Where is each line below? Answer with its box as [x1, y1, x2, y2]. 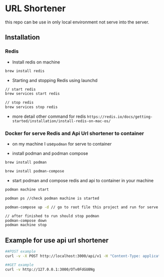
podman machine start [5, 187, 49, 192]
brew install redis [5, 68, 45, 73]
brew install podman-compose [5, 169, 64, 174]
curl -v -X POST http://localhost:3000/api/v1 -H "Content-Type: [5, 254, 141, 258]
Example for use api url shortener [5, 236, 109, 244]
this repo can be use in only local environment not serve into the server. [5, 19, 149, 25]
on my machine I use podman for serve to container [12, 141, 112, 147]
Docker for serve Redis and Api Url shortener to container [5, 130, 144, 137]
